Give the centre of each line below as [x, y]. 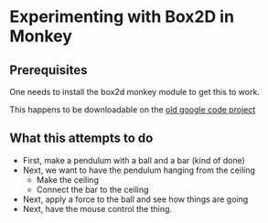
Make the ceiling [67, 179]
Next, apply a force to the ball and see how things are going [135, 199]
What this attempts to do [81, 138]
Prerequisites [48, 70]
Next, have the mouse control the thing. [97, 208]
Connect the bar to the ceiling [92, 189]
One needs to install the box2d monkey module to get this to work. [135, 92]
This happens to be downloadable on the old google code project [133, 110]
